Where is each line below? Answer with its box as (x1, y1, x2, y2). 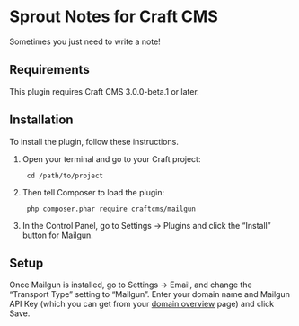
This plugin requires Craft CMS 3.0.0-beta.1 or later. (9, 86, 199, 96)
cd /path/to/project (26, 171, 103, 180)
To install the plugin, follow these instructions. (9, 136, 180, 147)
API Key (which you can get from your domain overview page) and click (9, 299, 275, 310)
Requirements (9, 62, 90, 77)
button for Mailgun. (22, 230, 94, 240)
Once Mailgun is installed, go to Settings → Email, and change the (9, 279, 253, 290)
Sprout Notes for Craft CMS (9, 6, 218, 27)
